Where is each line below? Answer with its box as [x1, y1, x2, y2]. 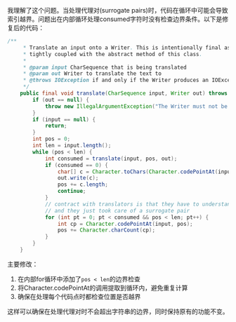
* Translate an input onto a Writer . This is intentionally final [22, 44, 221, 51]
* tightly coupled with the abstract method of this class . [22, 51, 202, 58]
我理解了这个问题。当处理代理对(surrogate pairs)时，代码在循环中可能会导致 [7, 6, 228, 14]
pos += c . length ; [57, 181, 109, 188]
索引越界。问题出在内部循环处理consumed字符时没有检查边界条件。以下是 [7, 15, 223, 23]
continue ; [57, 188, 86, 195]
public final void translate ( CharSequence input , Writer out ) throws [20, 90, 228, 97]
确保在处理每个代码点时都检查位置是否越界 [17, 292, 141, 300]
